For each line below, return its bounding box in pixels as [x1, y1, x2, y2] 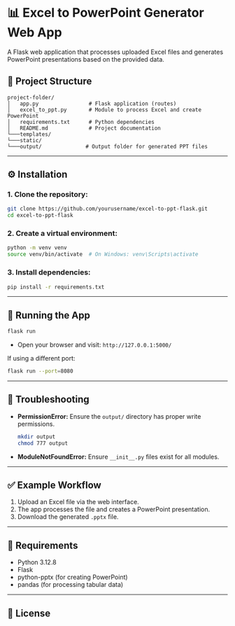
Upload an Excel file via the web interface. [17, 498, 140, 506]
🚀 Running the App [7, 309, 91, 321]
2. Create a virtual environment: [7, 228, 117, 238]
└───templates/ [7, 130, 52, 138]
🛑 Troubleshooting [7, 394, 90, 405]
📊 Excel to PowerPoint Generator [7, 5, 204, 21]
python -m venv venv [7, 244, 68, 251]
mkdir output [17, 433, 56, 440]
